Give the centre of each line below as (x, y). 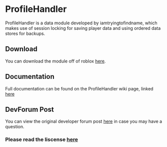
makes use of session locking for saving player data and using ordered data (83, 28)
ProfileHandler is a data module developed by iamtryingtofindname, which (82, 23)
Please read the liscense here (42, 140)
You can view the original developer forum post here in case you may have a (84, 121)
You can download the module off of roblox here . (56, 61)
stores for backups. (25, 33)
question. (15, 127)
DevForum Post (30, 110)
